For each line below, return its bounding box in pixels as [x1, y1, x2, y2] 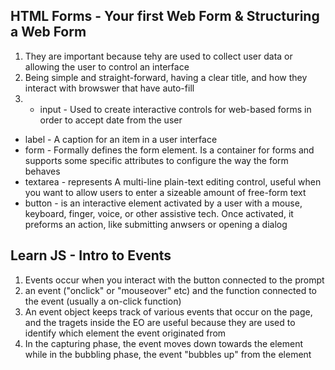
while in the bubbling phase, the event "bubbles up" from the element [24, 348, 312, 360]
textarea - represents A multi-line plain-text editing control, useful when [24, 175, 322, 188]
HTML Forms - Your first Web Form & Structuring [10, 8, 320, 25]
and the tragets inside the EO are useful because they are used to [24, 316, 296, 328]
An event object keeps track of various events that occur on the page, [24, 305, 313, 318]
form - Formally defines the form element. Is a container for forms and [24, 144, 315, 156]
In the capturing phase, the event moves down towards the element [24, 337, 304, 349]
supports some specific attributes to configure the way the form [24, 154, 289, 166]
